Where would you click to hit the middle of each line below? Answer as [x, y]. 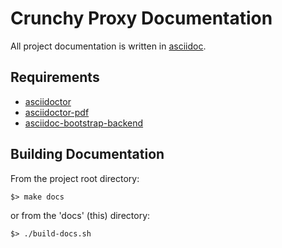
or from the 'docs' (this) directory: [80, 215]
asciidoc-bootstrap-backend [84, 123]
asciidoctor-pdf [57, 112]
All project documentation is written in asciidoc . [108, 46]
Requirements [55, 77]
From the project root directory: [75, 178]
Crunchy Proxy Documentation [141, 18]
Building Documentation [87, 154]
